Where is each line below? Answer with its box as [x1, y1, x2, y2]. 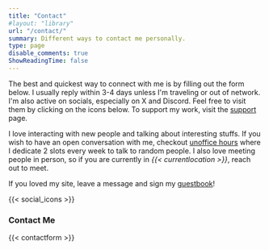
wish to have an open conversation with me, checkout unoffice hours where [8, 137, 261, 147]
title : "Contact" [8, 11, 67, 20]
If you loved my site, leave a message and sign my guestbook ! [8, 178, 216, 188]
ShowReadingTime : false [8, 57, 89, 65]
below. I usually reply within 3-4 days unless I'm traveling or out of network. [8, 87, 261, 97]
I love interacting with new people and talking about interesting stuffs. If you [8, 128, 261, 138]
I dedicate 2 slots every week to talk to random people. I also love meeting [8, 146, 256, 156]
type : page [8, 42, 45, 50]
